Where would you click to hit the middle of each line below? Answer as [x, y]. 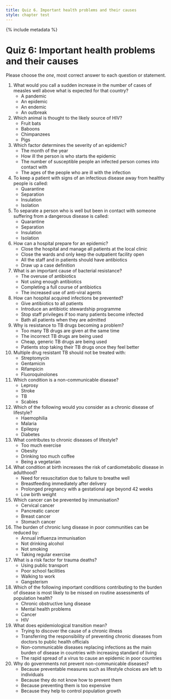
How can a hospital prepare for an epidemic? [61, 243]
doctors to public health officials [55, 642]
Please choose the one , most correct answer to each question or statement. [86, 75]
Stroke [28, 391]
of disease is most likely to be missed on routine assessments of [81, 593]
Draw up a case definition [48, 266]
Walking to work [38, 576]
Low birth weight [39, 495]
